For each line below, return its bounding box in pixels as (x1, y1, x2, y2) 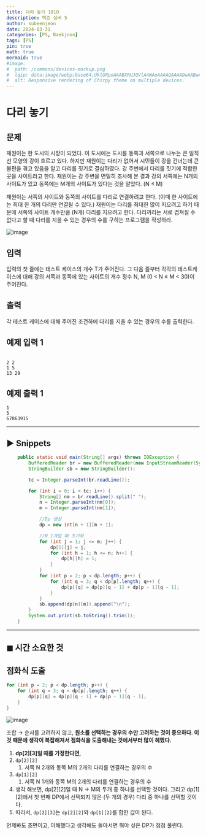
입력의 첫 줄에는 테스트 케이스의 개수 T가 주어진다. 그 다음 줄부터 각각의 (6, 265, 177, 272)
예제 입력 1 (6, 337, 44, 348)
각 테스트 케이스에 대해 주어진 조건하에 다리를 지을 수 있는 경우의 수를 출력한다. (6, 317, 194, 325)
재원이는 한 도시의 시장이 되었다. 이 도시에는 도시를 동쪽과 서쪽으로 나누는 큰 (6, 150, 188, 157)
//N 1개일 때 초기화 (39, 533, 84, 539)
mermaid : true (6, 55, 43, 61)
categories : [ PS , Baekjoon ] (6, 32, 78, 38)
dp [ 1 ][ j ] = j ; (50, 544, 86, 550)
